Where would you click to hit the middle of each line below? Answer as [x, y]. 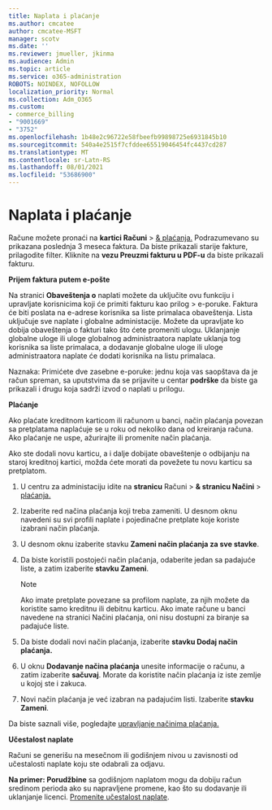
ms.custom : [27, 107]
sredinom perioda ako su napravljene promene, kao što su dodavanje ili [128, 788]
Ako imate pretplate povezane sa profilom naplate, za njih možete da [135, 600]
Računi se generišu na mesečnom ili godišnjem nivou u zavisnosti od [123, 755]
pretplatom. [28, 471]
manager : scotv [34, 39]
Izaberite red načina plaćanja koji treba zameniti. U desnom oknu [129, 510]
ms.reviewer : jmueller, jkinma [61, 54]
